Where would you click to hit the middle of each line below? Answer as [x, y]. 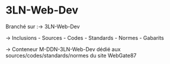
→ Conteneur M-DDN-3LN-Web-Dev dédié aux [63, 49]
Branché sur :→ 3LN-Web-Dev [43, 26]
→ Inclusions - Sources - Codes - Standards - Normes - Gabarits [85, 38]
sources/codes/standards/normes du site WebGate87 [71, 55]
